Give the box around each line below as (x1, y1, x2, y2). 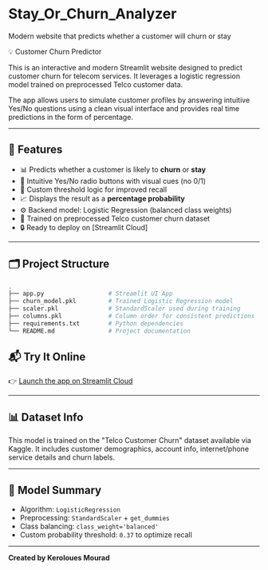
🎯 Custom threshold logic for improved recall (19, 185, 167, 194)
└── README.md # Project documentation (8, 327, 191, 335)
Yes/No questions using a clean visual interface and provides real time (8, 103, 240, 113)
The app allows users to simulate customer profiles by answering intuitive (8, 95, 250, 105)
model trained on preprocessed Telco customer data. (8, 79, 183, 89)
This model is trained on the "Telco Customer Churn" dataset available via (8, 436, 251, 445)
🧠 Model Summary (8, 483, 102, 496)
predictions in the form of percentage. (8, 112, 134, 122)
